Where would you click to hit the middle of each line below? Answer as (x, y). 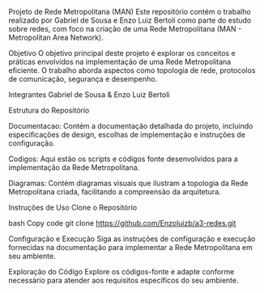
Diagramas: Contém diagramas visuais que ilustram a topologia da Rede (128, 183)
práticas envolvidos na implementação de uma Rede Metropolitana (120, 62)
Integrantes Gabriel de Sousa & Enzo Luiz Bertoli (89, 95)
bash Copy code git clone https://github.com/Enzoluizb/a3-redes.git (122, 223)
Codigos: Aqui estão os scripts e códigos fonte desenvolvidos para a (123, 159)
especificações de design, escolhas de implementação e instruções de (127, 134)
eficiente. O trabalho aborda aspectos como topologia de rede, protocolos (132, 70)
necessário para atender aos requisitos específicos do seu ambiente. (123, 280)
